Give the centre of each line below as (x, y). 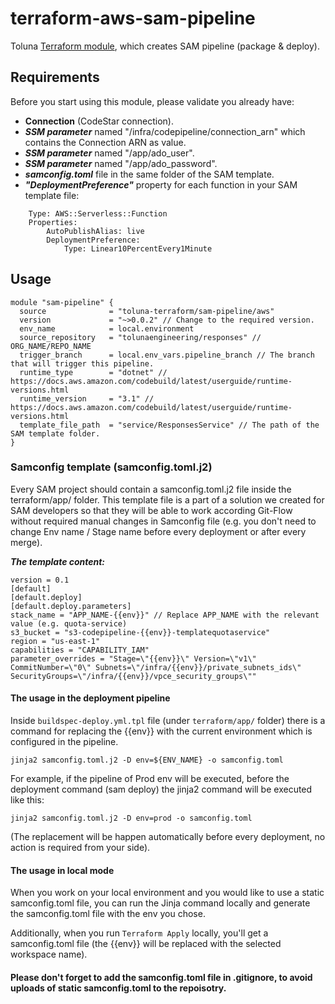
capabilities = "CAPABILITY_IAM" (80, 650)
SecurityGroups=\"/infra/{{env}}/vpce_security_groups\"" (133, 676)
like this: (27, 800)
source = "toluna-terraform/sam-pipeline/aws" (147, 311)
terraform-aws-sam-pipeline (133, 18)
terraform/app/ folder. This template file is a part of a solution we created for (167, 499)
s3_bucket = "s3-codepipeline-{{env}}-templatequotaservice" (140, 632)
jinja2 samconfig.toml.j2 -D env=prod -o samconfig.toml (131, 818)
